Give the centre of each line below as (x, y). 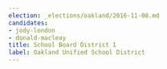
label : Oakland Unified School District (77, 52)
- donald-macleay (37, 38)
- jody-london (32, 30)
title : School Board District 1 (62, 45)
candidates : (28, 23)
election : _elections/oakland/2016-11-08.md (84, 15)
